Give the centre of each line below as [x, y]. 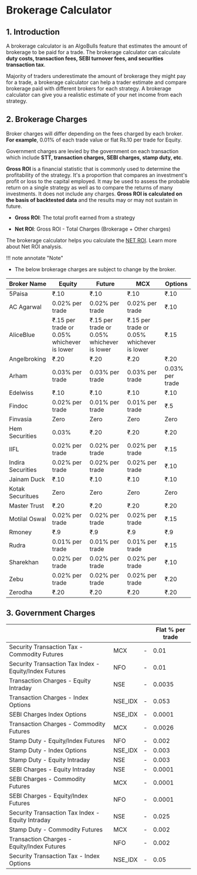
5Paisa [18, 293]
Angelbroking [28, 359]
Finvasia [21, 419]
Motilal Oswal [28, 519]
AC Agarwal [26, 307]
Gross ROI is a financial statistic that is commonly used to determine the [93, 168]
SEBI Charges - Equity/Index [48, 796]
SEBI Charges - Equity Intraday [52, 769]
